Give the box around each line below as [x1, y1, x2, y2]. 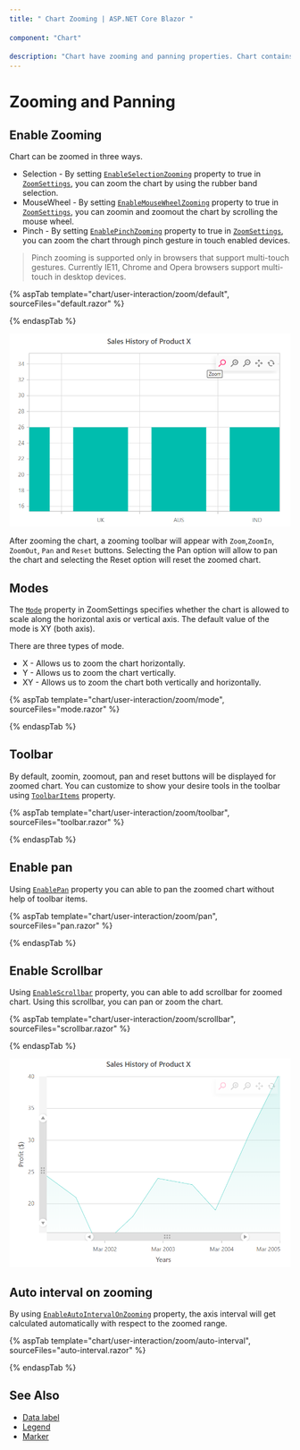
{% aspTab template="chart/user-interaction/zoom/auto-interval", [9, 1335, 252, 1346]
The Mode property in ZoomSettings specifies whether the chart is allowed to [9, 604, 290, 615]
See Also [9, 1388, 60, 1403]
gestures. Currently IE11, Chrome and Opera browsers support [30, 262, 261, 273]
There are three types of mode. [9, 640, 125, 651]
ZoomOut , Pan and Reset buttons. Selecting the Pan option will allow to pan [9, 545, 279, 556]
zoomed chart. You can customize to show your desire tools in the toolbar [9, 780, 281, 791]
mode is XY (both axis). [9, 623, 96, 634]
